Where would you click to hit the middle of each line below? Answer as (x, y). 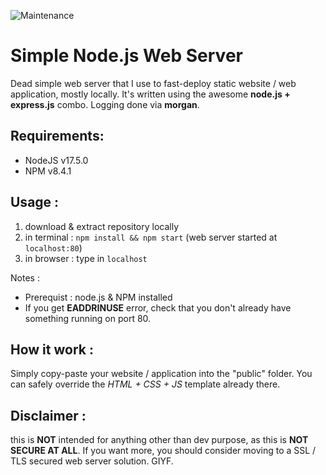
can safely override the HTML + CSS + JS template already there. (145, 384)
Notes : (25, 277)
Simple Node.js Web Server (126, 56)
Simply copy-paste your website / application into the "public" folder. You (161, 374)
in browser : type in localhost (86, 258)
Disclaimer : (48, 415)
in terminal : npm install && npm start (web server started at (151, 237)
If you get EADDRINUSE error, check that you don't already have (158, 307)
